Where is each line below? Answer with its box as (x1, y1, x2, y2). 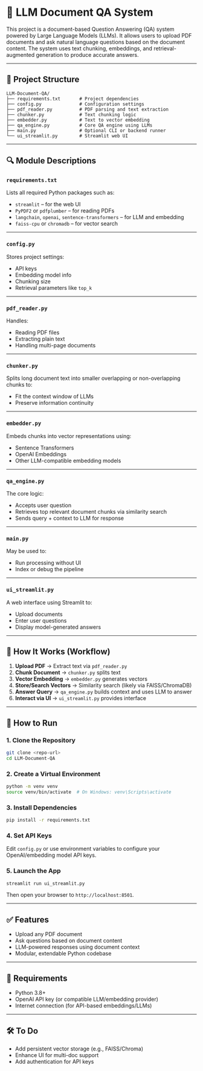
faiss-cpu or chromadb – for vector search (14, 220, 118, 228)
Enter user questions (14, 617, 67, 624)
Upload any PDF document (14, 931, 83, 938)
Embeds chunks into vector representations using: (6, 432, 132, 439)
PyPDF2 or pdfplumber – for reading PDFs (14, 207, 115, 214)
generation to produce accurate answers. (36, 51, 139, 58)
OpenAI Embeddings (14, 450, 67, 457)
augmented (6, 51, 35, 58)
